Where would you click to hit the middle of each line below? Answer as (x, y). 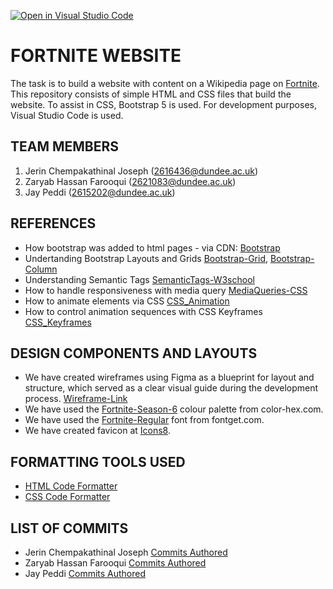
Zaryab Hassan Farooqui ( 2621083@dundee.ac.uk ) (130, 181)
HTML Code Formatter (71, 486)
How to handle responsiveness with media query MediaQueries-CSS (166, 290)
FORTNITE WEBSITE (96, 56)
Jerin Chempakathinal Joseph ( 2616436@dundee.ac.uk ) (141, 171)
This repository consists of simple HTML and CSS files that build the (151, 94)
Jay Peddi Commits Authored (85, 573)
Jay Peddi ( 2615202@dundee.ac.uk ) (100, 192)
